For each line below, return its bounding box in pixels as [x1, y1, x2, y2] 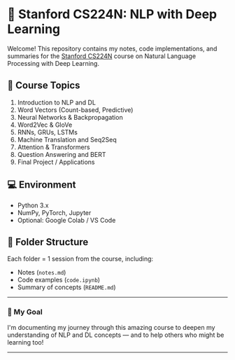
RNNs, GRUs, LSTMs [17, 127, 78, 136]
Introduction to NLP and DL [17, 98, 97, 106]
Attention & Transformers [17, 143, 90, 151]
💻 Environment [7, 179, 76, 191]
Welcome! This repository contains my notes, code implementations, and [7, 44, 218, 53]
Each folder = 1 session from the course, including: [7, 255, 154, 263]
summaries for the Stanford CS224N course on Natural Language [7, 52, 197, 60]
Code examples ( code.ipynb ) [17, 276, 100, 284]
